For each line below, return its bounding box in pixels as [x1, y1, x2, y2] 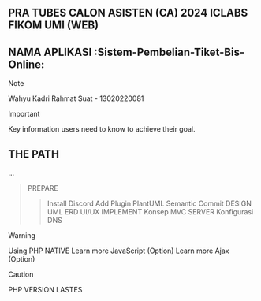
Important [8, 110, 40, 119]
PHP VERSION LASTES [8, 285, 83, 295]
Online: [8, 58, 45, 71]
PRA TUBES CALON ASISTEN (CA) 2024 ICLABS [8, 6, 248, 20]
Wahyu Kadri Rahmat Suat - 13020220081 [8, 94, 144, 103]
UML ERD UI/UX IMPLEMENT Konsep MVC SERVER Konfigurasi [47, 207, 254, 217]
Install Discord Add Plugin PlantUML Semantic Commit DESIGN [47, 199, 252, 208]
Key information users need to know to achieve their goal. [8, 124, 196, 134]
